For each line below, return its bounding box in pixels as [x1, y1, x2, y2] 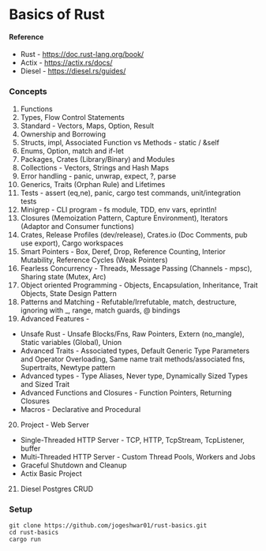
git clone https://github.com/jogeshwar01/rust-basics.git [9, 521, 208, 530]
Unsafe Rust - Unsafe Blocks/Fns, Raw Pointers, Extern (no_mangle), [20, 329, 245, 339]
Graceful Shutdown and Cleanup [20, 460, 127, 470]
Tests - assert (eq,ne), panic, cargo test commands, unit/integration [20, 188, 242, 197]
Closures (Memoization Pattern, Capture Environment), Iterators [20, 213, 228, 223]
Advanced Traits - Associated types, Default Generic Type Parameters [20, 346, 250, 355]
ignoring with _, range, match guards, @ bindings [20, 305, 181, 315]
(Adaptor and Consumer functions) [20, 221, 135, 231]
